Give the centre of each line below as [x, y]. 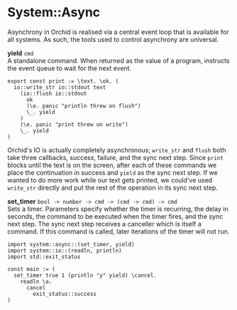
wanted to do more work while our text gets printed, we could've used [110, 180]
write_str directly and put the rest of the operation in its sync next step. [113, 188]
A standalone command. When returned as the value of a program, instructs [118, 60]
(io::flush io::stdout [54, 93]
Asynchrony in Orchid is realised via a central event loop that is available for [118, 32]
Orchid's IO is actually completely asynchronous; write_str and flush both [117, 150]
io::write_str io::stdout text [60, 87]
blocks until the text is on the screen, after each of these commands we [112, 165]
